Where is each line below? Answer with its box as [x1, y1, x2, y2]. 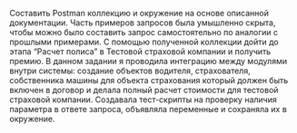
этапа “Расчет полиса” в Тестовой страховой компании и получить [9, 46, 272, 57]
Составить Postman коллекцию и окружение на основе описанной [9, 8, 270, 18]
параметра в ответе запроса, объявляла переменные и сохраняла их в [9, 104, 288, 114]
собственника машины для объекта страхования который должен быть [9, 75, 289, 85]
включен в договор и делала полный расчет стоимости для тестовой [9, 85, 279, 95]
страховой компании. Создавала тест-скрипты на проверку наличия [9, 94, 277, 105]
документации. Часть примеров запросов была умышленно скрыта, [9, 17, 276, 28]
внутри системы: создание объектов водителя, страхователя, [9, 65, 252, 76]
